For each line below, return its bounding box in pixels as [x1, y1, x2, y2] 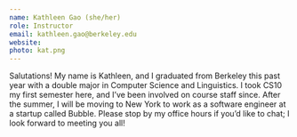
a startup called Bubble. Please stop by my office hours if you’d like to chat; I [9, 109, 290, 119]
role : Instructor [9, 21, 74, 30]
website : [9, 37, 42, 47]
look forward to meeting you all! [9, 117, 126, 129]
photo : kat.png [9, 46, 66, 55]
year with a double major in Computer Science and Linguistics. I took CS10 [9, 80, 283, 91]
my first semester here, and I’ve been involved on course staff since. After [9, 90, 281, 101]
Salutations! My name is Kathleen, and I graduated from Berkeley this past [9, 70, 281, 81]
